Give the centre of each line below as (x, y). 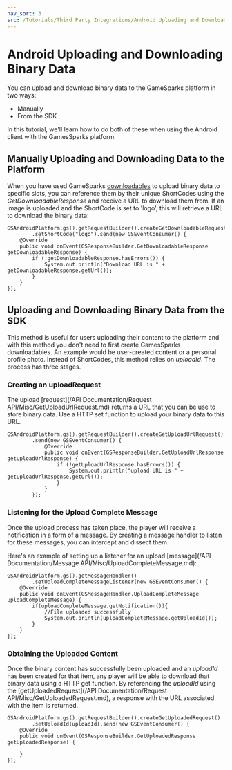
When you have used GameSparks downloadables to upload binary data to (114, 186)
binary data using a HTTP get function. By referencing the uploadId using (112, 683)
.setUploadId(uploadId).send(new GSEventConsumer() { (111, 724)
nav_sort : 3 (24, 13)
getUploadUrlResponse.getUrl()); (55, 477)
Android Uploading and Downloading (115, 54)
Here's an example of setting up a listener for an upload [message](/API (109, 556)
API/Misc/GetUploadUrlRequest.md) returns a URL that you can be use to (112, 407)
